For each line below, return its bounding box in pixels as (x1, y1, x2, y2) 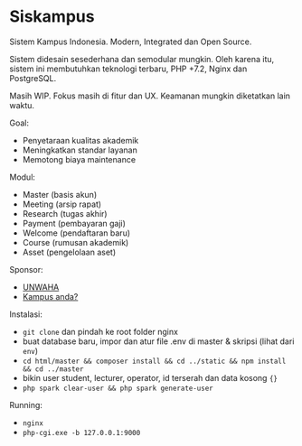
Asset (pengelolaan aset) (22, 246, 116, 257)
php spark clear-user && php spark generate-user (22, 384, 214, 393)
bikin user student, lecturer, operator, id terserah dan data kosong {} (22, 372, 278, 383)
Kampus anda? (22, 291, 79, 302)
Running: (9, 399, 43, 410)
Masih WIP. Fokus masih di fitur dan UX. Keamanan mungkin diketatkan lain (9, 90, 291, 101)
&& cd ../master (22, 364, 84, 374)
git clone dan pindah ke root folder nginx (22, 326, 179, 337)
